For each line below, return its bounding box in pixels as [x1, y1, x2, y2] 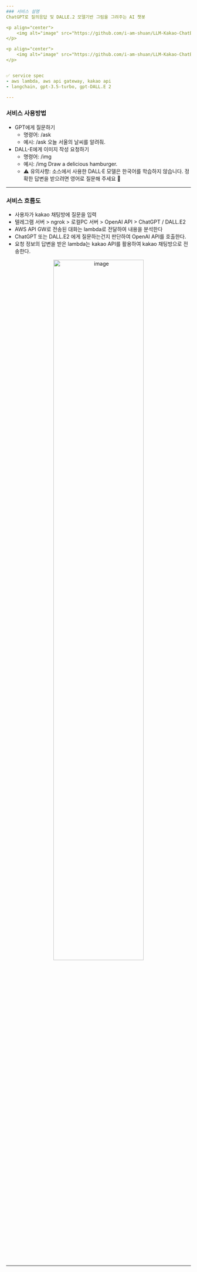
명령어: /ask [23, 131, 52, 138]
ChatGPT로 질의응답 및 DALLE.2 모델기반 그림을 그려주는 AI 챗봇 [6, 14, 145, 20]
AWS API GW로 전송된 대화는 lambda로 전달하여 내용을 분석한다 [14, 225, 163, 232]
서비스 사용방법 [6, 109, 47, 117]
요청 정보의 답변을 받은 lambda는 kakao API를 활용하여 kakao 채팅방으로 [14, 240, 182, 247]
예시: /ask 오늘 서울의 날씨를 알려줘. [23, 138, 106, 145]
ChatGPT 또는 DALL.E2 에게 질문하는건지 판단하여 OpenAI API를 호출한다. [14, 233, 186, 240]
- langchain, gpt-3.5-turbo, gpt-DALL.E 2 [6, 83, 111, 90]
